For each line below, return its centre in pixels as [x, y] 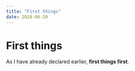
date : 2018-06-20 [27, 17]
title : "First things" [33, 11]
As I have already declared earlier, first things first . [67, 62]
